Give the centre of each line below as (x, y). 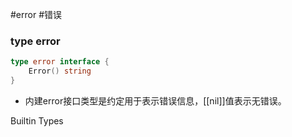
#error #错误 (36, 14)
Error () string (60, 71)
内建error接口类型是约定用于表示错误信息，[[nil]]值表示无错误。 (155, 100)
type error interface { (60, 62)
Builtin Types (37, 120)
